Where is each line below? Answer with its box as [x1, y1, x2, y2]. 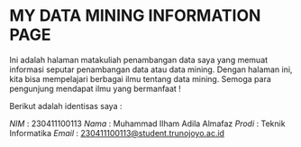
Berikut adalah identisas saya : [9, 100, 123, 111]
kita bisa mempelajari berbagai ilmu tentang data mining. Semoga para [9, 73, 272, 84]
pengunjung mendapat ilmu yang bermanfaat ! [9, 83, 182, 94]
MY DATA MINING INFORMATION [9, 5, 261, 26]
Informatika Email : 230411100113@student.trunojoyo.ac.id [9, 127, 225, 138]
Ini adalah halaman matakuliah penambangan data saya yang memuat [9, 54, 269, 65]
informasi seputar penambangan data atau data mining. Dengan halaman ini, [9, 64, 293, 75]
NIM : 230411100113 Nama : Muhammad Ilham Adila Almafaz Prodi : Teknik [9, 118, 286, 129]
